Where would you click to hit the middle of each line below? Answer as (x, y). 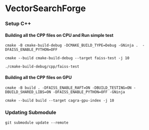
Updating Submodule (31, 113)
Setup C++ (18, 24)
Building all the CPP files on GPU (38, 77)
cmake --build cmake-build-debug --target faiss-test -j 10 (67, 58)
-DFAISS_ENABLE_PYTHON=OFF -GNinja (89, 92)
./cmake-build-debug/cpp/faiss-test (42, 67)
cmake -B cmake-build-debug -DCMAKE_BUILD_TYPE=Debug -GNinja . (72, 46)
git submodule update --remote (37, 122)
